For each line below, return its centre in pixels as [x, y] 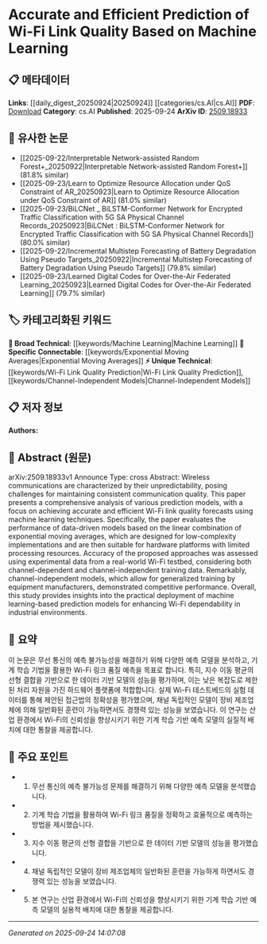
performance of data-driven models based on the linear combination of [125, 528]
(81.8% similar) [44, 175]
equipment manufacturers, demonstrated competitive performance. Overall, [132, 587]
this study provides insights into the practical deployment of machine [121, 596]
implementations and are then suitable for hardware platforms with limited [129, 545]
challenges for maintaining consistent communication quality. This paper [127, 494]
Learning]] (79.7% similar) [62, 293]
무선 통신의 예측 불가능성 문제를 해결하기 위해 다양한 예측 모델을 [130, 786]
